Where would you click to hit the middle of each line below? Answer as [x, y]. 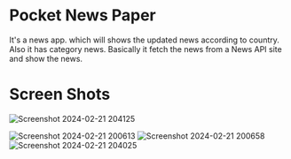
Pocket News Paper [83, 15]
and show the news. [46, 58]
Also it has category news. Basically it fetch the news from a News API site [145, 49]
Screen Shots [60, 95]
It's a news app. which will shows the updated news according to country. [144, 40]
